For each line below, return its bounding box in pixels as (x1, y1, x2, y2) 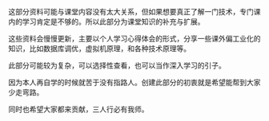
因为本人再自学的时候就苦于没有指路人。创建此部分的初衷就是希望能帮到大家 (8, 78, 261, 87)
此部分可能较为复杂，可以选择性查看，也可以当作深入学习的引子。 (8, 60, 226, 70)
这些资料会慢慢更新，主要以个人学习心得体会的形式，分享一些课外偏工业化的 (8, 34, 261, 43)
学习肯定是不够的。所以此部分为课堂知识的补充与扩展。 (22, 17, 205, 26)
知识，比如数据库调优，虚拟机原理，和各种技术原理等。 (8, 44, 191, 53)
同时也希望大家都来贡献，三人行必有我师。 (8, 104, 149, 114)
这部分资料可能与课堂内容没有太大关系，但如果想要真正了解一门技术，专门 (8, 7, 254, 16)
